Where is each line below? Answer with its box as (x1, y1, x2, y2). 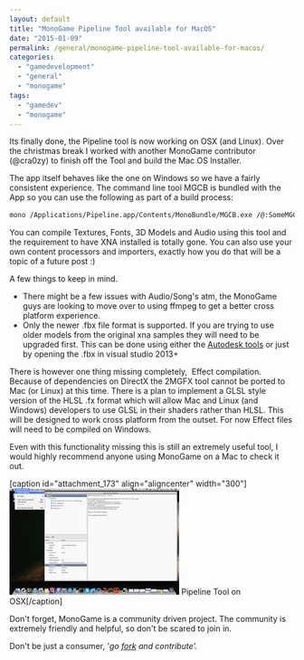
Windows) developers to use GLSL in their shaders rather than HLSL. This (9, 405, 284, 416)
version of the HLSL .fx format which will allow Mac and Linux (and (9, 395, 259, 407)
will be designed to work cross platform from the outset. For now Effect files (9, 415, 292, 426)
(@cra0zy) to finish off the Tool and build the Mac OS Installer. (9, 155, 242, 167)
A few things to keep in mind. (9, 273, 119, 284)
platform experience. (22, 311, 101, 321)
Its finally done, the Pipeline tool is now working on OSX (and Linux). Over (9, 136, 285, 147)
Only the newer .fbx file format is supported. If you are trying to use (22, 320, 274, 330)
